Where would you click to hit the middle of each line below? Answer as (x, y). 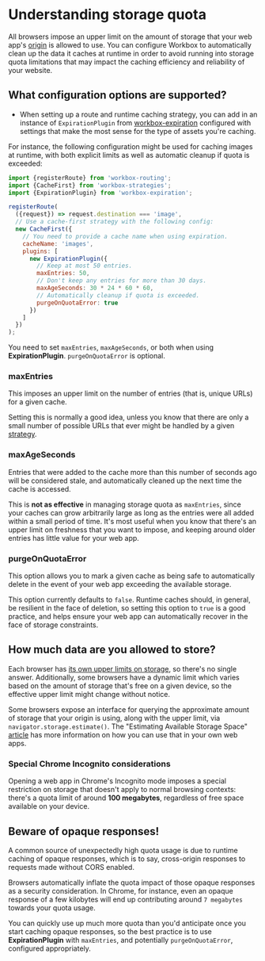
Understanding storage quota (108, 15)
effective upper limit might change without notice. (89, 694)
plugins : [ (40, 251)
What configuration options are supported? (117, 96)
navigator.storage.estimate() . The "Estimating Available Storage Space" (128, 726)
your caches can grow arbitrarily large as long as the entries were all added (131, 512)
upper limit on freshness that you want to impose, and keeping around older (132, 530)
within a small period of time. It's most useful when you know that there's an (132, 521)
